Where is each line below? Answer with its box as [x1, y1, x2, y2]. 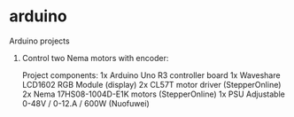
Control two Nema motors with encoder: [21, 52, 169, 63]
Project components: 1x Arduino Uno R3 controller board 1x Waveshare [21, 69, 281, 81]
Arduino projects [9, 35, 70, 46]
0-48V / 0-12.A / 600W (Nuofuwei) [21, 97, 151, 108]
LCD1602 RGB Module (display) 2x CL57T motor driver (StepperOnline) [21, 79, 282, 90]
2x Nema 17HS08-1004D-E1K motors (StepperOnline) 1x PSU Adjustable [21, 89, 285, 99]
